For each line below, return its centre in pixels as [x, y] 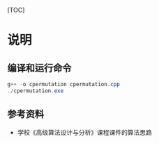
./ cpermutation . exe [36, 91]
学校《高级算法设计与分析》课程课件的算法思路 [84, 132]
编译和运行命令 [39, 68]
